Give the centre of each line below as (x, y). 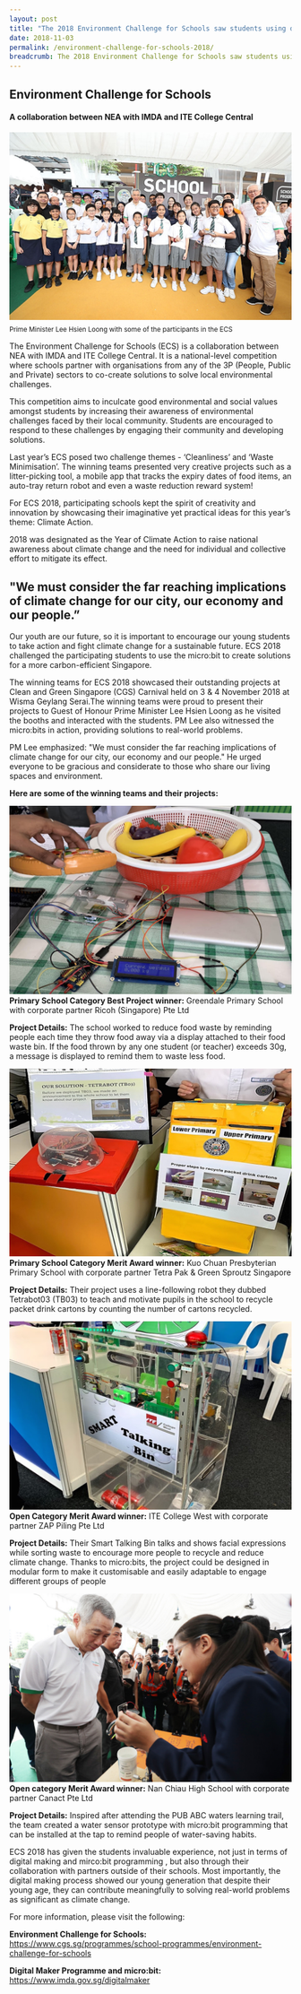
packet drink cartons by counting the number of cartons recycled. (131, 1309)
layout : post (34, 19)
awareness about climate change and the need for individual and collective (148, 549)
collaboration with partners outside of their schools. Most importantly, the (145, 1870)
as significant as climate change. (70, 1899)
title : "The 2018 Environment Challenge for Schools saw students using (148, 28)
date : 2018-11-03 (42, 38)
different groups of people (58, 1582)
